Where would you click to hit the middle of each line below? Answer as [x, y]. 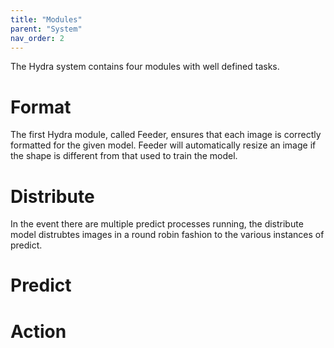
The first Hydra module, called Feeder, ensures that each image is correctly [166, 135]
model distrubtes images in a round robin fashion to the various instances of [167, 235]
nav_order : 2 [37, 38]
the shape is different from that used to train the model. [124, 156]
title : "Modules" [46, 19]
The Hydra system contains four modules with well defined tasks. [145, 67]
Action [38, 331]
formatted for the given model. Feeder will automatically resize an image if [163, 145]
